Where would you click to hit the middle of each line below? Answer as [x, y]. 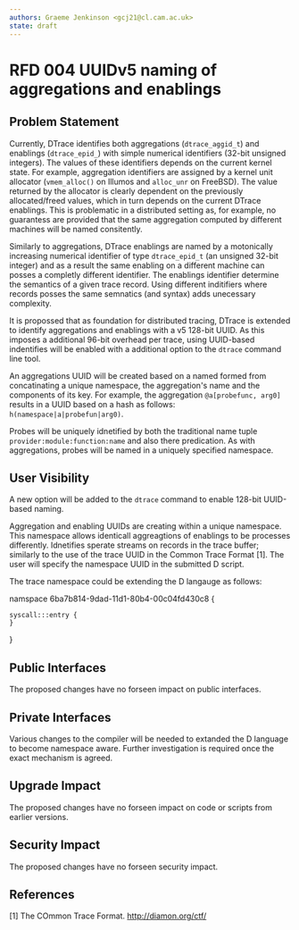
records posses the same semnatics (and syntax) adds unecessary [133, 293]
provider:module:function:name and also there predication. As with [133, 440]
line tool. [25, 358]
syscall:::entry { [43, 616]
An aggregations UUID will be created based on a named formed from [138, 375]
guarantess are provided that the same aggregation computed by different [146, 219]
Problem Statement [64, 122]
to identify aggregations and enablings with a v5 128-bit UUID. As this [137, 330]
